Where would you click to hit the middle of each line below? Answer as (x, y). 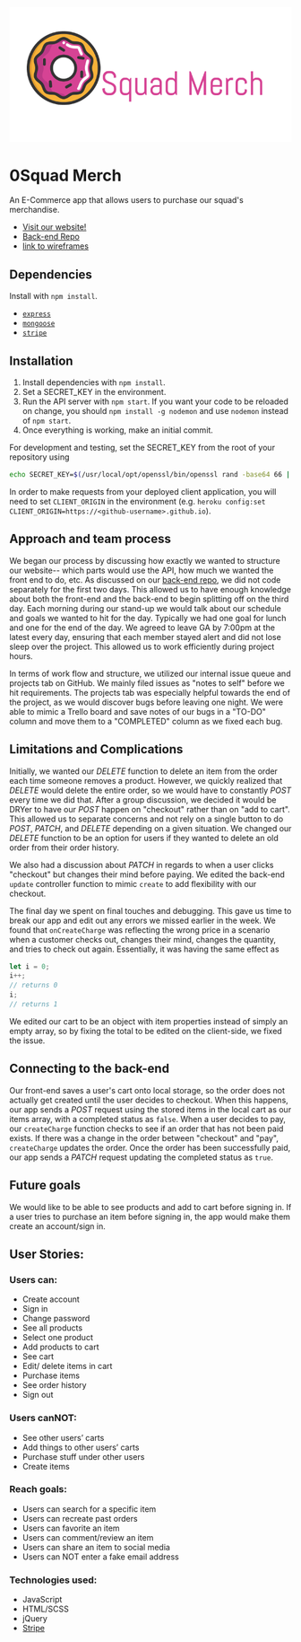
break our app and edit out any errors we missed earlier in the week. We (142, 920)
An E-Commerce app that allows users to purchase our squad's (126, 200)
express (36, 314)
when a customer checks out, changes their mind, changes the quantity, (142, 939)
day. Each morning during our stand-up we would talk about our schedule (146, 608)
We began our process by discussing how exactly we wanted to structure (145, 560)
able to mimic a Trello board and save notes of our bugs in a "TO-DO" (138, 711)
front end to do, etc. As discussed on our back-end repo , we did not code (145, 580)
